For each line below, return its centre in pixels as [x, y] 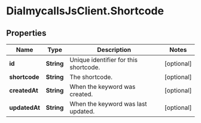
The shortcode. [91, 77]
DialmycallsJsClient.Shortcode [85, 11]
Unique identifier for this [103, 60]
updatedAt [25, 107]
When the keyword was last [109, 104]
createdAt [24, 90]
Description [114, 50]
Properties [26, 33]
